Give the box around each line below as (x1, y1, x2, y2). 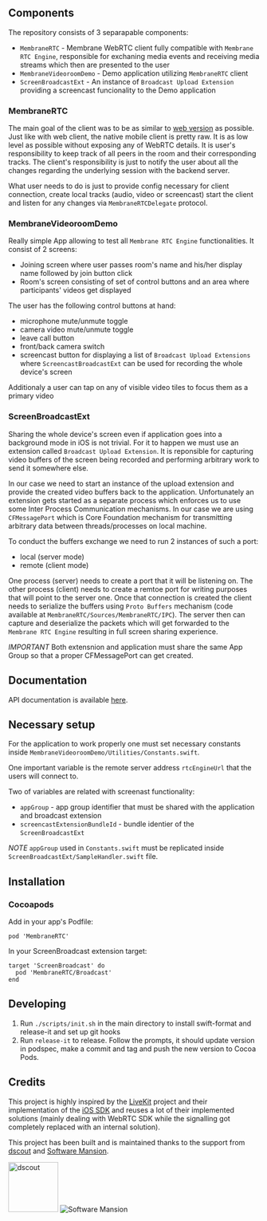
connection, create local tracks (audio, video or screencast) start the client (8, 190, 253, 199)
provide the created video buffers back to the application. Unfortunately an (8, 486, 254, 497)
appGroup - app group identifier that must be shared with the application (19, 802, 255, 812)
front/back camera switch (19, 342, 105, 352)
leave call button (19, 333, 75, 343)
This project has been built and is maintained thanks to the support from (8, 1137, 245, 1147)
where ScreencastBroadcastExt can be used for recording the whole (19, 359, 243, 368)
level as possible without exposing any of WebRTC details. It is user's (8, 140, 236, 150)
